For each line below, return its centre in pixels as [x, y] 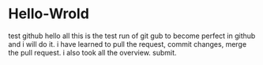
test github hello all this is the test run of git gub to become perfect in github [132, 36]
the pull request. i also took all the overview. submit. [92, 52]
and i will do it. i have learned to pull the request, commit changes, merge [128, 44]
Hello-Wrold [49, 14]
